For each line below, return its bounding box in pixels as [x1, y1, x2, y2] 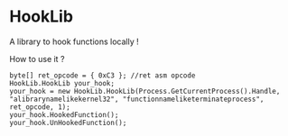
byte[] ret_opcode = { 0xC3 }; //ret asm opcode [9, 70, 196, 80]
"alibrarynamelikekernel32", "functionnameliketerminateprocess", [9, 95, 265, 104]
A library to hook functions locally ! [9, 36, 139, 47]
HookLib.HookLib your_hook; [9, 78, 116, 87]
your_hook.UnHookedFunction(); [9, 118, 127, 127]
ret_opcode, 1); [9, 102, 70, 112]
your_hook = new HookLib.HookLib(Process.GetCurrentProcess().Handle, [9, 86, 281, 95]
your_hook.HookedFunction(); [9, 110, 119, 119]
